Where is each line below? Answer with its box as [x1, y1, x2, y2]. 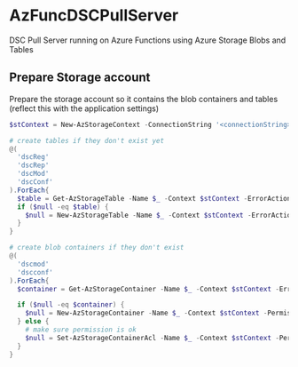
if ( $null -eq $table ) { [17, 202, 109, 211]
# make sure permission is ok [25, 325, 137, 334]
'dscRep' [17, 161, 50, 170]
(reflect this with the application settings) [9, 103, 160, 114]
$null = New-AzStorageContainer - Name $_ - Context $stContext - [25, 308, 268, 318]
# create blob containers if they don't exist [9, 243, 184, 252]
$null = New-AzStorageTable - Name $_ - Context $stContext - [25, 211, 252, 219]
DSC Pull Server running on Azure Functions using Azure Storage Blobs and [9, 35, 286, 45]
